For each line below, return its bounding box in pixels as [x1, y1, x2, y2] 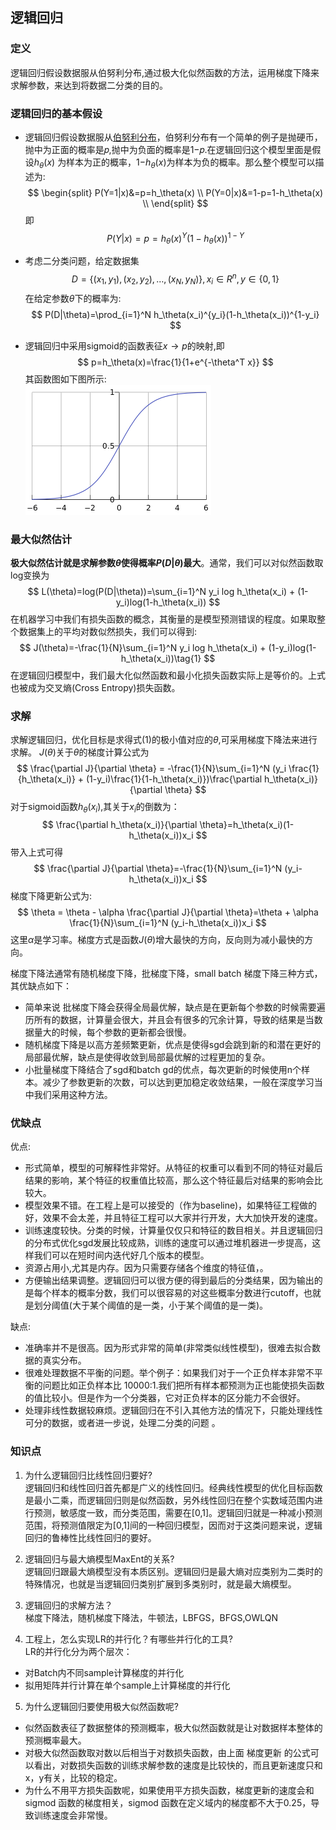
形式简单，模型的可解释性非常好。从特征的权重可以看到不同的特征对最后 [24, 1162, 323, 1174]
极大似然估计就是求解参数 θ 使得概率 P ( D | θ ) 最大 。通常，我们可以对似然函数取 [10, 556, 324, 568]
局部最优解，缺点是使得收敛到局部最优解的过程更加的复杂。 [24, 1051, 271, 1063]
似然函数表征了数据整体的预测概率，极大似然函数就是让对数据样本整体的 [24, 1721, 323, 1733]
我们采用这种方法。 [33, 1089, 113, 1101]
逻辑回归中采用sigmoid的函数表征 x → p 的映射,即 [24, 339, 225, 352]
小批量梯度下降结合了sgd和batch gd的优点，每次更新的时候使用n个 [24, 1064, 302, 1076]
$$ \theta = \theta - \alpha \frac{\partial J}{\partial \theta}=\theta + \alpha [17, 906, 319, 918]
